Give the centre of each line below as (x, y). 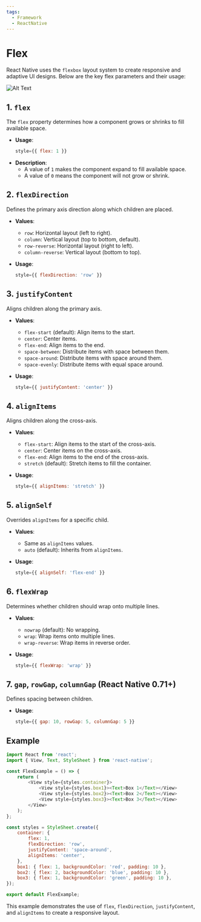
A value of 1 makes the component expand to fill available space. (105, 169)
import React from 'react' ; (42, 755)
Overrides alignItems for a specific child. (58, 520)
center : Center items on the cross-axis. (73, 451)
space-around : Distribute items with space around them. (93, 358)
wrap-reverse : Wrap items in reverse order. (77, 642)
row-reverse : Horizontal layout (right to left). (79, 246)
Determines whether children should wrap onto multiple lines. (83, 606)
